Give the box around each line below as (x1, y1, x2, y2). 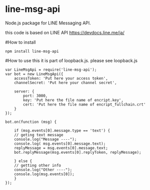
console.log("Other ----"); (14, 167, 72, 172)
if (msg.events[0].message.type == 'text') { (14, 128, 111, 133)
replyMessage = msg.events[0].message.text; (14, 145, 108, 150)
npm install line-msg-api (5, 49, 59, 54)
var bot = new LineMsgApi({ (5, 71, 64, 77)
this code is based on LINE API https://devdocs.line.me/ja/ (5, 29, 125, 35)
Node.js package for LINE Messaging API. (5, 20, 91, 26)
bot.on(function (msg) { (5, 119, 57, 124)
